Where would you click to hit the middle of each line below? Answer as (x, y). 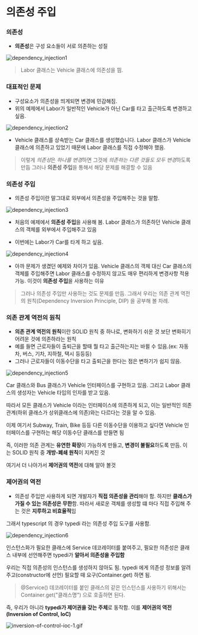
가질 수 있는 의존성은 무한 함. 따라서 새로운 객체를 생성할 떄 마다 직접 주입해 (100, 503)
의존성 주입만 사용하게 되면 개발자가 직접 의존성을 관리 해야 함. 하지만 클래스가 (103, 496)
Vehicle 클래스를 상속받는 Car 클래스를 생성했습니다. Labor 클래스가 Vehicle (103, 140)
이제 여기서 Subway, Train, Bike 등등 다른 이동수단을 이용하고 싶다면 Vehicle (95, 425)
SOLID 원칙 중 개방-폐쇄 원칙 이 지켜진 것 (59, 453)
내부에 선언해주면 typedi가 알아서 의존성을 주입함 (68, 555)
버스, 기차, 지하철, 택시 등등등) (57, 354)
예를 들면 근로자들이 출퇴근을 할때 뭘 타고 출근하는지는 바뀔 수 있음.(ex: (96, 346)
